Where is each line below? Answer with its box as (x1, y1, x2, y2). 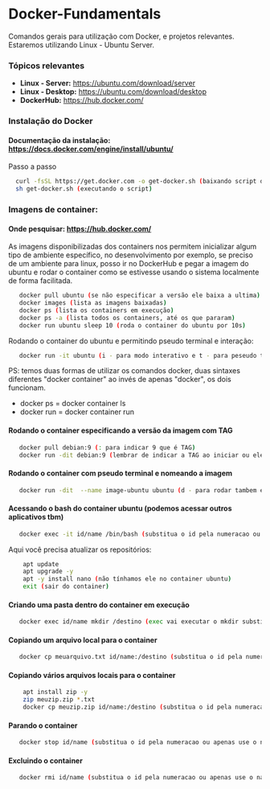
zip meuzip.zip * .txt (22, 696, 95, 704)
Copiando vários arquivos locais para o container (8, 670, 176, 680)
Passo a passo (8, 162, 57, 171)
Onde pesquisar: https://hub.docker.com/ (8, 224, 152, 233)
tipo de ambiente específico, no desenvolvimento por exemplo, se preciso (8, 250, 253, 260)
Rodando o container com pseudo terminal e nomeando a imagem (8, 468, 233, 479)
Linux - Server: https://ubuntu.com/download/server (19, 78, 195, 88)
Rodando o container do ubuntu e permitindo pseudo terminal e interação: (8, 335, 255, 346)
